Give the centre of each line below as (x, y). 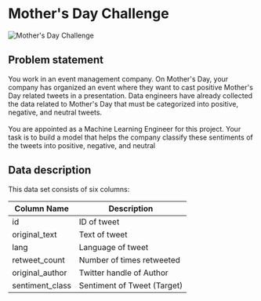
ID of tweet (99, 222)
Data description (50, 170)
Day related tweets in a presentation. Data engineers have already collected (130, 96)
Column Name (42, 209)
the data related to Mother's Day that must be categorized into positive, (123, 103)
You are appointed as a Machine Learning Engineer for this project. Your (125, 129)
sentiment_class (42, 285)
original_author (40, 273)
